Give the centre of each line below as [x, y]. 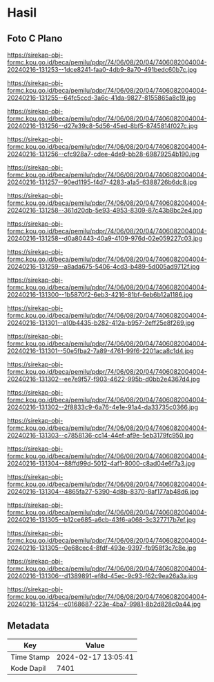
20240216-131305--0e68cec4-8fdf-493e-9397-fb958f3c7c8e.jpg [102, 548]
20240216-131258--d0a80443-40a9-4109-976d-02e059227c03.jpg [105, 238]
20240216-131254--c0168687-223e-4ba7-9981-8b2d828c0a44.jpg [104, 604]
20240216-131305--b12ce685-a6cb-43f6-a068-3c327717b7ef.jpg [101, 520]
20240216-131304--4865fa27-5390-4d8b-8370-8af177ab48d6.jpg [103, 492]
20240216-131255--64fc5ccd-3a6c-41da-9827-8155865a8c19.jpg [102, 98]
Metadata [28, 626]
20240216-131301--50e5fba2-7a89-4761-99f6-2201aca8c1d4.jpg [100, 351]
